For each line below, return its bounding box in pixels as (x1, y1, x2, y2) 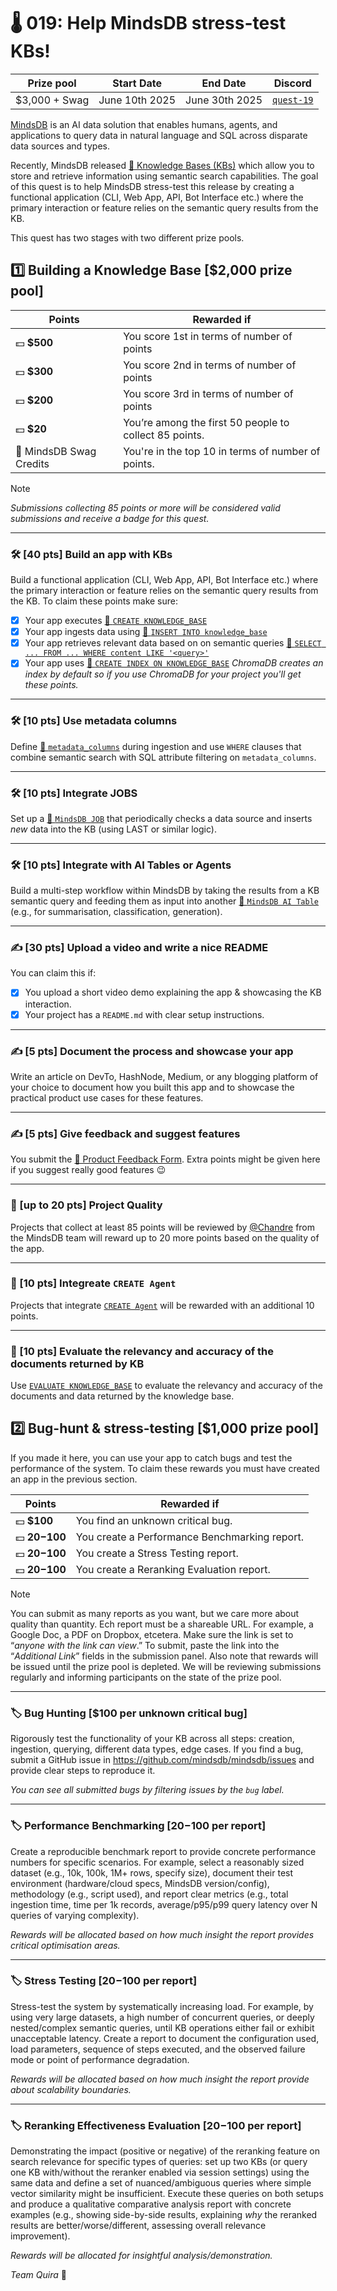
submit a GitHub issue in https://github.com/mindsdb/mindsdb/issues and (10, 1754, 315, 1766)
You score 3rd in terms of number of (123, 386, 294, 400)
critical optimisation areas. (10, 1939, 121, 1951)
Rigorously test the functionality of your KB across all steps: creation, (10, 1733, 295, 1745)
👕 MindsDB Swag (15, 444, 97, 458)
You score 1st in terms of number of (123, 329, 293, 343)
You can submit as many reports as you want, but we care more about (10, 1607, 300, 1619)
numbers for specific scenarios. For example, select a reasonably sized (10, 1856, 305, 1868)
